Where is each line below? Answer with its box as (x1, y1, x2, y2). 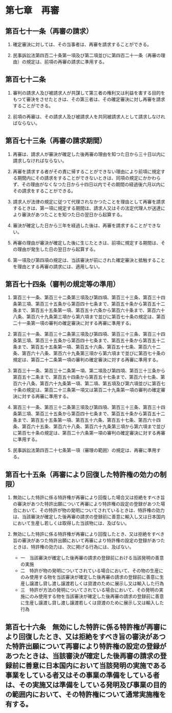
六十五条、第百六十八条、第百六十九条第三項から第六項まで (30, 423, 157, 429)
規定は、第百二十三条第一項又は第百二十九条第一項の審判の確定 (26, 387, 161, 393)
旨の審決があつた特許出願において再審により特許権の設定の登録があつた (12, 537, 165, 543)
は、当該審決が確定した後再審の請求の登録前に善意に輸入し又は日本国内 (12, 514, 165, 520)
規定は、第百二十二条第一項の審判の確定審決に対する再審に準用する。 (12, 356, 161, 363)
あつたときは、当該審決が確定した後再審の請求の (5, 651, 160, 660)
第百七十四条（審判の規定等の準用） (5, 280, 120, 289)
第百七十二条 (5, 75, 46, 84)
